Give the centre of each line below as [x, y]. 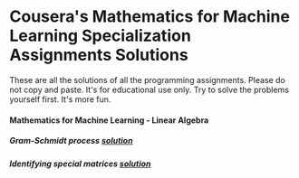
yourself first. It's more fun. [60, 99]
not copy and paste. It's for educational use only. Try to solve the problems [149, 89]
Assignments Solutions [99, 55]
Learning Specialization [101, 36]
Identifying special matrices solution [80, 164]
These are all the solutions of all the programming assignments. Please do [147, 80]
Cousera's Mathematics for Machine [149, 17]
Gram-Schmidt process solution [71, 141]
